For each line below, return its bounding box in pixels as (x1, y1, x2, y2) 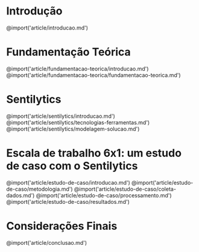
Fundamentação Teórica (6, 45, 131, 59)
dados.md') (6, 191, 35, 199)
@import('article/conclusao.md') (6, 239, 87, 246)
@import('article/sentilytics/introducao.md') (6, 112, 116, 120)
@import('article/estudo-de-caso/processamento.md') (36, 191, 172, 199)
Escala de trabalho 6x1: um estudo (6, 146, 182, 160)
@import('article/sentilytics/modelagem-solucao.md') (6, 125, 140, 132)
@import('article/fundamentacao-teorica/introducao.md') (6, 65, 149, 72)
